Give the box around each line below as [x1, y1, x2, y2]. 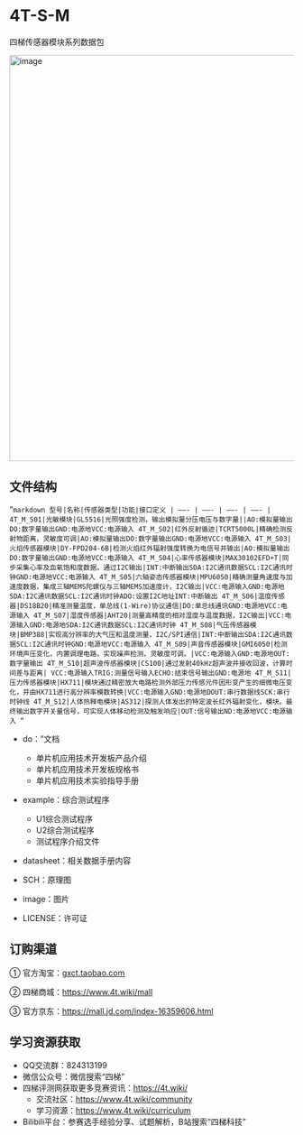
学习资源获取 [9, 1034, 81, 1049]
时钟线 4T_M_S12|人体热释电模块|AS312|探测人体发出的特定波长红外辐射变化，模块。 [9, 697, 287, 706]
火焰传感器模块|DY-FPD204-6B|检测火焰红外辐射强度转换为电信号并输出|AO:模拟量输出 [9, 543, 290, 553]
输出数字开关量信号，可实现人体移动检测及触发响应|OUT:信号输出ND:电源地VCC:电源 [15, 706, 287, 715]
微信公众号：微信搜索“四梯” [22, 1071, 125, 1083]
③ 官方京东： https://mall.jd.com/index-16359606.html [9, 1005, 214, 1016]
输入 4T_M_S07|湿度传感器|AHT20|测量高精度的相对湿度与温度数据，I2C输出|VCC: [15, 611, 286, 620]
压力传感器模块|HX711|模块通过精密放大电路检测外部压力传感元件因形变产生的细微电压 [9, 678, 287, 687]
